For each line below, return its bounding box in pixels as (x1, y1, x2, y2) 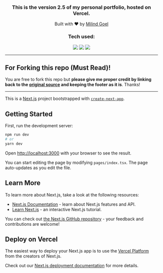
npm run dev (5, 132, 29, 137)
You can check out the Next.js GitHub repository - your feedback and (5, 216, 144, 222)
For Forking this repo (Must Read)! (5, 63, 111, 72)
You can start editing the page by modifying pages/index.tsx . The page (5, 159, 148, 165)
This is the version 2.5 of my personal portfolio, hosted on (12, 4, 151, 11)
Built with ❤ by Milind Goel (54, 21, 109, 27)
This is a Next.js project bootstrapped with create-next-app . (5, 96, 125, 101)
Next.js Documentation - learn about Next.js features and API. (12, 201, 136, 207)
